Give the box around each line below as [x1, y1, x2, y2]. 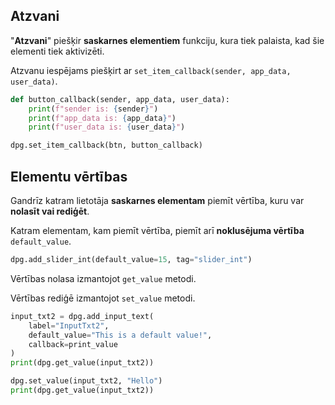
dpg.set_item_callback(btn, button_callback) [10, 140, 203, 151]
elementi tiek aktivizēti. [10, 45, 105, 57]
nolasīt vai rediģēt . [10, 205, 90, 217]
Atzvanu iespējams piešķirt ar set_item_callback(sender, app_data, [10, 64, 292, 76]
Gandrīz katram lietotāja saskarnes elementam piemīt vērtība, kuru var [10, 195, 305, 206]
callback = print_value [28, 339, 118, 349]
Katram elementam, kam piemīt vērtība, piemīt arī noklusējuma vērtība [10, 225, 305, 236]
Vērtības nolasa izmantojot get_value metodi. [10, 272, 197, 284]
